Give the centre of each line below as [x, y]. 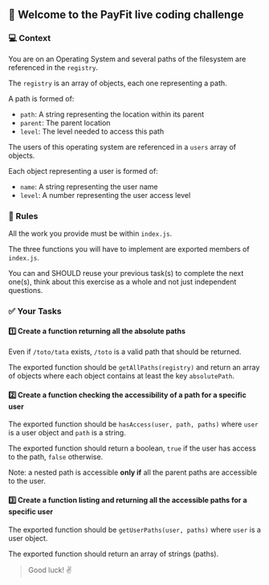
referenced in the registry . [53, 67]
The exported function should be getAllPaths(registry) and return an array [134, 368]
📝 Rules [23, 216]
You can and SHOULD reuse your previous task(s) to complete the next [126, 273]
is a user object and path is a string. [67, 433]
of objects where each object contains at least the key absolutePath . [122, 376]
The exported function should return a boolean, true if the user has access [132, 448]
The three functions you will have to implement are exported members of [129, 249]
